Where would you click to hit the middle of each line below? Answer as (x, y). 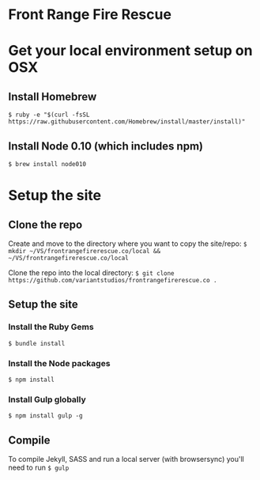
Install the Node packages (59, 363)
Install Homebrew (53, 96)
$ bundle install (37, 343)
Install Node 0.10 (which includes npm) (106, 146)
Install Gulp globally (47, 399)
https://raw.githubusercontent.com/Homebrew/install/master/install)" (127, 122)
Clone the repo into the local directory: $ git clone (92, 273)
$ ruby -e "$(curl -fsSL (49, 115)
